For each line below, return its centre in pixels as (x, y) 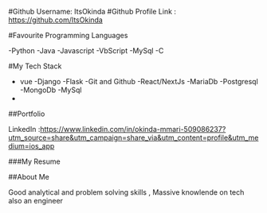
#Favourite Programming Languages (68, 35)
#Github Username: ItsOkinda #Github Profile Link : (92, 12)
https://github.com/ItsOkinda (56, 20)
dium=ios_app (31, 146)
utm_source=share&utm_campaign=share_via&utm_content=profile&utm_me (133, 137)
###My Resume (35, 161)
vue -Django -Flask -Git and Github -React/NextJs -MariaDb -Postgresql (139, 81)
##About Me (29, 177)
